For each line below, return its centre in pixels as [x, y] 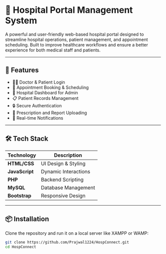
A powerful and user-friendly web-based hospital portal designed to [75, 34]
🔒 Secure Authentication [37, 105]
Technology [22, 155]
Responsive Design [63, 196]
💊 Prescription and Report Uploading [50, 113]
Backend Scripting [62, 179]
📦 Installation [27, 219]
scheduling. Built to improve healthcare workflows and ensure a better [77, 44]
